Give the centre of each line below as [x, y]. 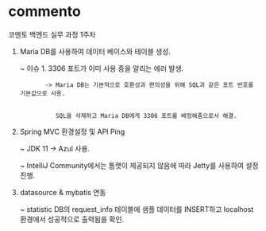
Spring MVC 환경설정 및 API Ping [72, 131]
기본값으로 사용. [42, 93]
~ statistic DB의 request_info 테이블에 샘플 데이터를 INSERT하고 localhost [137, 209]
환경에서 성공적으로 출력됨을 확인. [72, 219]
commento [45, 12]
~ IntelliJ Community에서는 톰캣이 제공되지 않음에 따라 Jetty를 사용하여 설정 [139, 165]
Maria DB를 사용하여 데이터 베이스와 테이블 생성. [95, 51]
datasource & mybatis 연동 [63, 192]
